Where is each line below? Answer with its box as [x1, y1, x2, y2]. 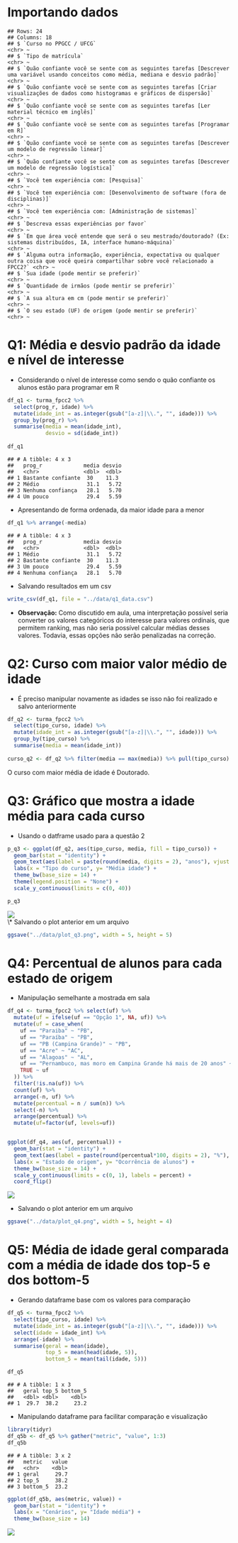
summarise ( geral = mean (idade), [13, 1342, 110, 1349]
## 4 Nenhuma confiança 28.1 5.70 [7, 569, 122, 576]
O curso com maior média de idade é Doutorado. [7, 768, 150, 776]
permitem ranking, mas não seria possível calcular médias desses [17, 623, 210, 632]
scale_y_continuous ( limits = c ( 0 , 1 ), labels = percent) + [13, 1172, 192, 1179]
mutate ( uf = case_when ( [13, 1021, 84, 1028]
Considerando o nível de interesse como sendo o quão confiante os [17, 375, 216, 384]
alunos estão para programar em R [17, 383, 119, 391]
